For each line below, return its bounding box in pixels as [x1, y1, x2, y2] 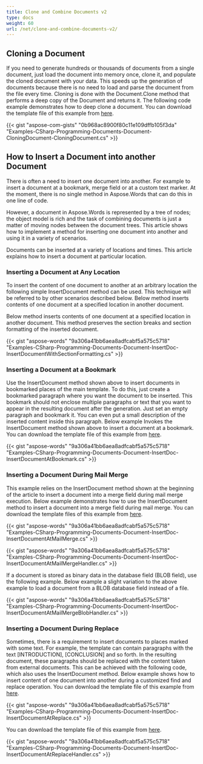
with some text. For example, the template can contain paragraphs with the [6, 644, 194, 652]
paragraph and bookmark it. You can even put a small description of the [6, 411, 186, 419]
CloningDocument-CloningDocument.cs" [6, 134, 109, 142]
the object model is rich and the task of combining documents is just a [6, 215, 182, 222]
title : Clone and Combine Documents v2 [6, 9, 107, 15]
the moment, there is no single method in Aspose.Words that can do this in [6, 190, 193, 197]
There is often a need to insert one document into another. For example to [6, 177, 191, 185]
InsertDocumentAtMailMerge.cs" [6, 535, 88, 542]
